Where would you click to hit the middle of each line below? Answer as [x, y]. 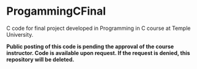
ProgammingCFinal [56, 11]
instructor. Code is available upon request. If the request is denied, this [98, 53]
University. [20, 34]
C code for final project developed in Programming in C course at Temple [98, 28]
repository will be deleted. [40, 59]
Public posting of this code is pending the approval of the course [90, 46]
